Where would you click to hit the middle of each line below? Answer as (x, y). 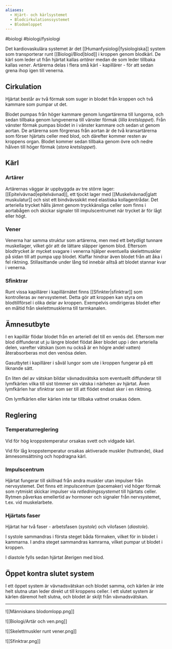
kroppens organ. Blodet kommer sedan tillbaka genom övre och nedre (79, 142)
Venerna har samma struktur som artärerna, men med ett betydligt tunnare (84, 241)
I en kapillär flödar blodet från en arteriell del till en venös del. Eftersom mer (85, 337)
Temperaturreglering (32, 429)
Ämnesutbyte (28, 324)
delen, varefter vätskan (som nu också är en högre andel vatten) (73, 348)
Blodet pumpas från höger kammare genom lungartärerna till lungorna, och (84, 114)
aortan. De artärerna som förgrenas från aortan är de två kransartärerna (81, 131)
